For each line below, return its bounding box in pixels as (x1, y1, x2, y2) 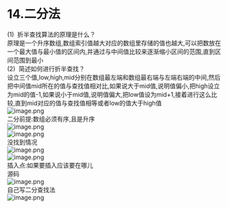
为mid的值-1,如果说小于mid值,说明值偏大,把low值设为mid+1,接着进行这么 (7, 90, 212, 98)
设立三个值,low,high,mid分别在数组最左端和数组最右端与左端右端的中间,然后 (7, 73, 221, 81)
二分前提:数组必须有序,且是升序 (7, 115, 95, 123)
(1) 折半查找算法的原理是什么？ (7, 30, 96, 38)
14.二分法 (7, 6, 60, 22)
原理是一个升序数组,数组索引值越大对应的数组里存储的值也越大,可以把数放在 (7, 38, 222, 47)
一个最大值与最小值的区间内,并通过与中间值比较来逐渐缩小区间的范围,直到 (7, 47, 216, 56)
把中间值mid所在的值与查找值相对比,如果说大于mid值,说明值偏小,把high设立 (7, 82, 220, 90)
